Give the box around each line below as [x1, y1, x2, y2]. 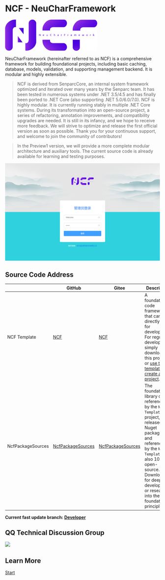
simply [144, 344, 158, 350]
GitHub [66, 285, 82, 291]
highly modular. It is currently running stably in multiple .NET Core [17, 102, 151, 108]
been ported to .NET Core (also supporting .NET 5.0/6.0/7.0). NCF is [17, 97, 155, 103]
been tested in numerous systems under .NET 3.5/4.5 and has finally [17, 92, 156, 98]
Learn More [5, 556, 41, 565]
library [144, 393, 158, 399]
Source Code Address [5, 270, 74, 279]
